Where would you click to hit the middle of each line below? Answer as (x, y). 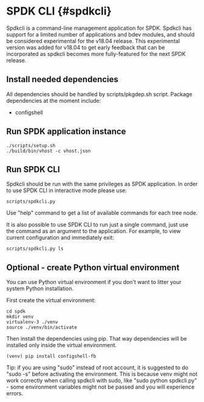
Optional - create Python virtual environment (93, 267)
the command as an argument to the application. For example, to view (93, 231)
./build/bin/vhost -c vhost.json (49, 151)
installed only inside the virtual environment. (62, 345)
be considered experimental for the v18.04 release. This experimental (93, 41)
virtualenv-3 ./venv (32, 322)
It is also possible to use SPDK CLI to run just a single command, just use (97, 225)
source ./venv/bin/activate (42, 327)
